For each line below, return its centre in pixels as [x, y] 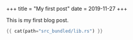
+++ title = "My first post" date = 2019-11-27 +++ [67, 9]
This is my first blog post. [37, 20]
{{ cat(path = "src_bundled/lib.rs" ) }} [55, 31]
